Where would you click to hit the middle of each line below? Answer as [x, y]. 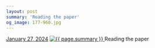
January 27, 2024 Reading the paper [77, 39]
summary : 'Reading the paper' [43, 17]
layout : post [22, 11]
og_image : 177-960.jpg [34, 22]
